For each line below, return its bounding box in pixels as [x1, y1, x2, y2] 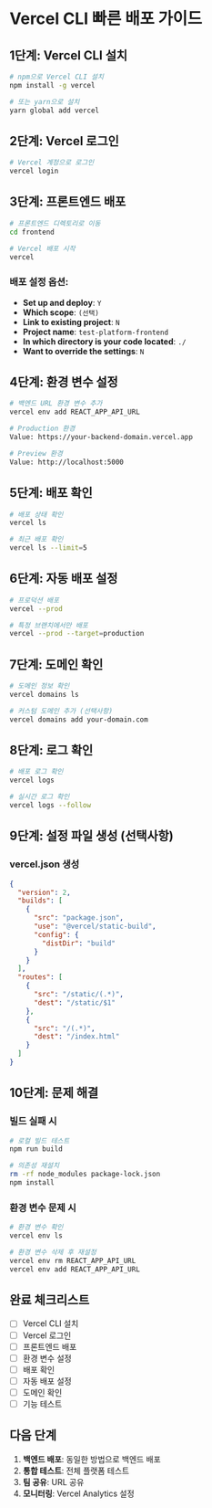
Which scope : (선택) [22, 307, 100, 318]
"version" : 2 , [17, 888, 71, 897]
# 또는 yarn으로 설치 [9, 97, 80, 106]
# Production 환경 [9, 424, 76, 434]
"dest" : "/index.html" [33, 1032, 120, 1041]
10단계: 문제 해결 [9, 1085, 99, 1101]
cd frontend [9, 227, 55, 237]
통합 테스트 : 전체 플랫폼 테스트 [22, 1465, 130, 1476]
